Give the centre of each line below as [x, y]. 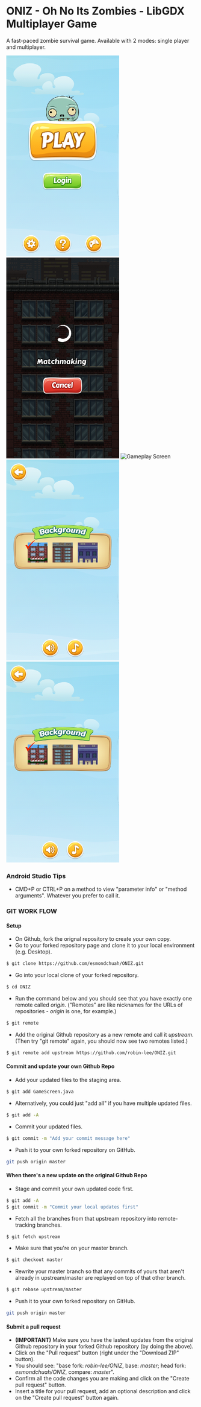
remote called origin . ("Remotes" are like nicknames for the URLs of [99, 1005]
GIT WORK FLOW [32, 911]
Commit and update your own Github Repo [60, 1066]
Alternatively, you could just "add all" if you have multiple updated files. [104, 1103]
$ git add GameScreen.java [40, 1092]
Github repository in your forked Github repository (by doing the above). [104, 1347]
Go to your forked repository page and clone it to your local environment [105, 946]
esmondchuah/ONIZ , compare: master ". [64, 1372]
